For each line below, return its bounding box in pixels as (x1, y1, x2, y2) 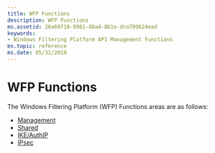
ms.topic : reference (7, 43, 68, 50)
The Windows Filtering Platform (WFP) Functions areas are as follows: (7, 102, 209, 110)
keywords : (7, 29, 36, 37)
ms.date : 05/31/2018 (7, 50, 68, 57)
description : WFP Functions (7, 17, 89, 24)
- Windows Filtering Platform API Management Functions (7, 36, 173, 43)
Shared (17, 123, 38, 131)
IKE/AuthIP (17, 131, 49, 139)
